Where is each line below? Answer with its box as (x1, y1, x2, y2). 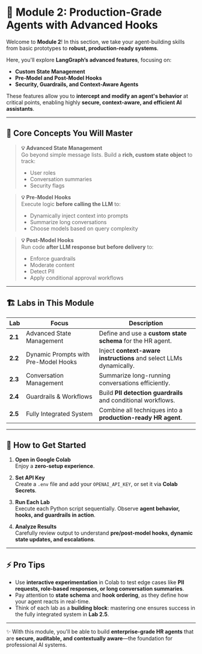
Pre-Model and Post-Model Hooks (14, 74, 102, 81)
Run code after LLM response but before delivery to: (20, 243, 154, 251)
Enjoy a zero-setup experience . (14, 462, 95, 470)
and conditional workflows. (99, 396, 176, 404)
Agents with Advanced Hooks (6, 18, 158, 32)
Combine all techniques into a (99, 406, 183, 414)
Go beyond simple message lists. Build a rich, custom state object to (20, 151, 193, 158)
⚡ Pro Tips (6, 559, 45, 570)
